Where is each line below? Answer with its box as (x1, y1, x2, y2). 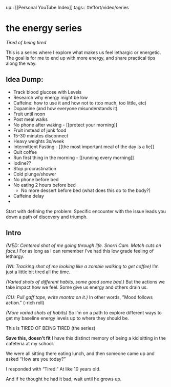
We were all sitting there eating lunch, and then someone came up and (6, 350, 155, 357)
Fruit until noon (13, 111, 46, 117)
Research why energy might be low (13, 94, 88, 100)
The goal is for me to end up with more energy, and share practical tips (6, 55, 156, 61)
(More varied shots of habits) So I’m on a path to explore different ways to (6, 309, 162, 315)
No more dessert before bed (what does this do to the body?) (20, 187, 151, 193)
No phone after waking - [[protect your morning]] (13, 121, 117, 128)
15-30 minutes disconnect (13, 132, 69, 138)
